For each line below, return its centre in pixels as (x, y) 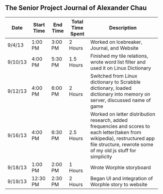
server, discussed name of (121, 100)
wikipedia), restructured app (123, 138)
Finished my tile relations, (119, 56)
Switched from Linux (114, 76)
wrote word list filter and (118, 62)
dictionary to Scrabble (115, 82)
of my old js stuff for (113, 150)
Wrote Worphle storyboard (121, 167)
